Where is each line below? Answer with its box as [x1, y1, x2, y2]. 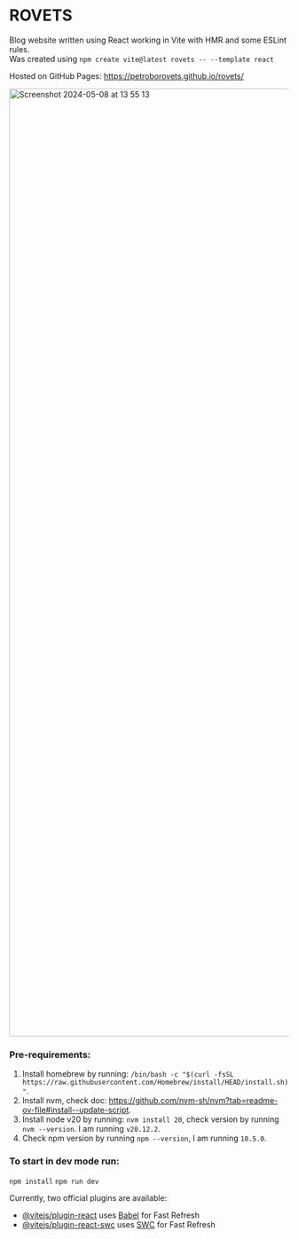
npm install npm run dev [9, 1177, 99, 1186]
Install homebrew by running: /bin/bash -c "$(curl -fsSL [21, 1069, 235, 1079]
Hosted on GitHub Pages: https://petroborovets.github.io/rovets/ [9, 70, 244, 81]
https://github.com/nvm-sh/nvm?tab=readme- [108, 1095, 278, 1106]
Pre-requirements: [9, 1048, 91, 1061]
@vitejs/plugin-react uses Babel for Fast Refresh [21, 1210, 200, 1220]
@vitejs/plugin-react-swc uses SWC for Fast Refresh [21, 1219, 216, 1229]
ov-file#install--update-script [21, 1105, 129, 1116]
